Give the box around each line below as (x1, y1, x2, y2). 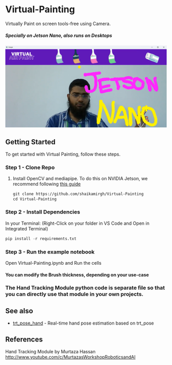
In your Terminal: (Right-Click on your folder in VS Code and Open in (5, 220, 149, 226)
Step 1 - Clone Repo (5, 164, 55, 171)
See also (5, 306, 33, 315)
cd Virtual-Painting (12, 197, 57, 202)
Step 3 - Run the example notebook (5, 248, 95, 255)
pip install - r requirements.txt (5, 236, 77, 241)
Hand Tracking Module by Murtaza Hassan (5, 349, 96, 355)
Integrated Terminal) (5, 225, 49, 231)
